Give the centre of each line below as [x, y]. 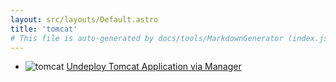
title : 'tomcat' [44, 29]
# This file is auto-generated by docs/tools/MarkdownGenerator [147, 38]
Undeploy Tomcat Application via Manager [154, 67]
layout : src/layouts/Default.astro [84, 19]
